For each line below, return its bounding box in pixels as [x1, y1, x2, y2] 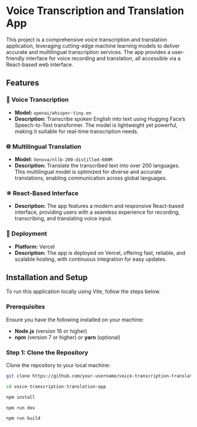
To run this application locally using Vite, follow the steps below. [6, 288, 161, 295]
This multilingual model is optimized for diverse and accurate [14, 168, 162, 175]
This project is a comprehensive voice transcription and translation [6, 36, 167, 43]
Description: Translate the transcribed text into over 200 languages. [14, 162, 180, 169]
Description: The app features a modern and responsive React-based [14, 203, 184, 210]
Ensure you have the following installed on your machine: [6, 316, 144, 323]
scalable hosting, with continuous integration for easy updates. [14, 255, 167, 263]
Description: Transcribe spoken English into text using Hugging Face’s [14, 115, 186, 122]
